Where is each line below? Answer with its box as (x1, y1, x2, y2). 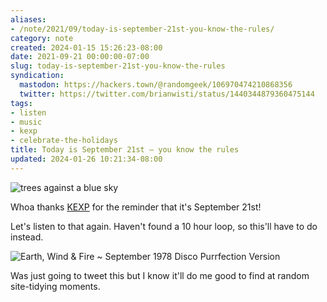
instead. (10, 231, 44, 243)
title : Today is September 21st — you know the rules (10, 145, 240, 155)
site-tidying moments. (10, 280, 101, 292)
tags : (10, 98, 33, 108)
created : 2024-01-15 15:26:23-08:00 (10, 42, 163, 53)
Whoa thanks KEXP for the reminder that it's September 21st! (10, 201, 262, 213)
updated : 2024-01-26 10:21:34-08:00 (10, 154, 163, 164)
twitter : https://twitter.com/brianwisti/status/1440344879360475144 (19, 89, 315, 99)
